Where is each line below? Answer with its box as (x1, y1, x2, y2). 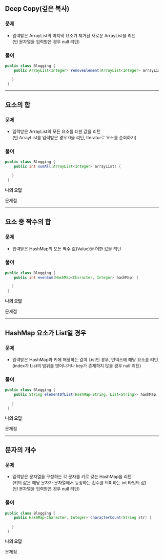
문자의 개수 (5, 446, 37, 454)
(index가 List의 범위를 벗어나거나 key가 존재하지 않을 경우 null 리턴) (12, 363, 142, 368)
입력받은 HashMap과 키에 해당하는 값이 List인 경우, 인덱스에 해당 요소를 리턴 (12, 356, 159, 363)
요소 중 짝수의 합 (5, 218, 51, 226)
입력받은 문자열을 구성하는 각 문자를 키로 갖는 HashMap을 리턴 (12, 473, 132, 480)
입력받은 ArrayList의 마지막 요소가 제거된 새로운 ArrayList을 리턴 (12, 32, 136, 38)
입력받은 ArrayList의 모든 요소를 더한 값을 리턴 (12, 129, 101, 134)
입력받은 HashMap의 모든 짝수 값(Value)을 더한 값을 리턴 (12, 246, 122, 252)
